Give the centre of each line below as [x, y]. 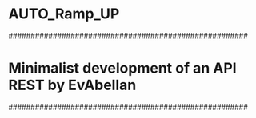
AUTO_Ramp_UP [64, 14]
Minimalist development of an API [123, 68]
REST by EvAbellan [72, 85]
